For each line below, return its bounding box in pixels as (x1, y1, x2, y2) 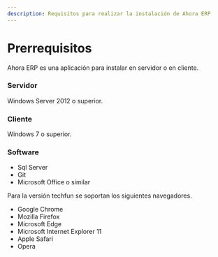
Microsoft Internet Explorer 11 (17, 228, 102, 236)
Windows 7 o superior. (7, 130, 72, 138)
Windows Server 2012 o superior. (7, 96, 103, 105)
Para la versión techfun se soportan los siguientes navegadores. (7, 191, 192, 200)
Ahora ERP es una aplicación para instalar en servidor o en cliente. (7, 64, 199, 72)
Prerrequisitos (7, 40, 92, 56)
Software (7, 147, 40, 157)
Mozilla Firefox (17, 212, 60, 221)
